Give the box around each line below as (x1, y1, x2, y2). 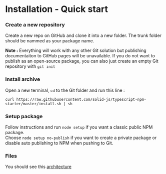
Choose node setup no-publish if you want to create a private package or (5, 135, 157, 141)
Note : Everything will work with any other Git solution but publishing (5, 47, 146, 53)
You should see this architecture (5, 164, 71, 170)
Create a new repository (5, 21, 65, 28)
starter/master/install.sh (5, 101, 61, 106)
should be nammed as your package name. (5, 38, 94, 44)
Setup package (5, 113, 43, 120)
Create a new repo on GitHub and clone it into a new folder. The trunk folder (5, 32, 161, 38)
